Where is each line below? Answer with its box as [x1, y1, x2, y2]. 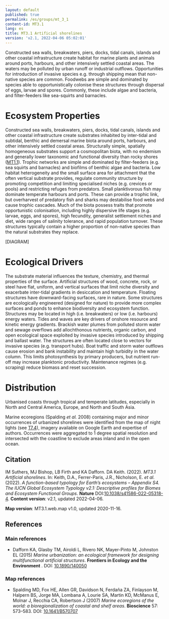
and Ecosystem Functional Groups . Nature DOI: [5, 490, 104, 496]
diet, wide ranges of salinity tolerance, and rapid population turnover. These [5, 218, 163, 224]
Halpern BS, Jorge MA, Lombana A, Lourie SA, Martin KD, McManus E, [12, 592, 159, 598]
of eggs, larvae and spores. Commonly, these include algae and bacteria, [5, 87, 157, 93]
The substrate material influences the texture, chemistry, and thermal [5, 273, 149, 279]
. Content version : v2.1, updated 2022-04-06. [8, 496, 104, 502]
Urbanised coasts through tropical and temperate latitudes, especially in [5, 399, 155, 405]
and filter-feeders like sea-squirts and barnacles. [5, 92, 107, 99]
